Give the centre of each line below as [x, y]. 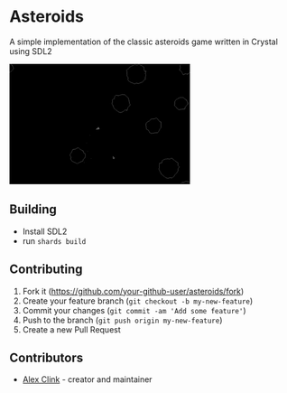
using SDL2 [31, 51]
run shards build [54, 240]
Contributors [46, 357]
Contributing [46, 270]
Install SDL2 [45, 231]
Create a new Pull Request [72, 329]
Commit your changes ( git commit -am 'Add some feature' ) [134, 310]
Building [33, 210]
